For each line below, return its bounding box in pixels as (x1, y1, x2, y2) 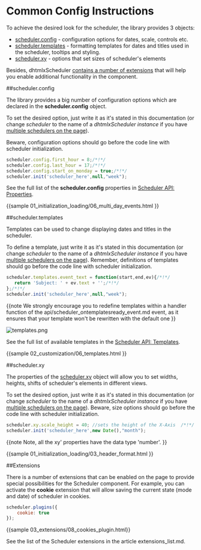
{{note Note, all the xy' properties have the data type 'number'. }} (6, 438, 167, 445)
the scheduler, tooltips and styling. (14, 48, 101, 55)
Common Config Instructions (6, 4, 154, 18)
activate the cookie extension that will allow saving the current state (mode (6, 486, 192, 493)
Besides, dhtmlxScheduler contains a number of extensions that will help (6, 66, 186, 73)
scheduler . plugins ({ (6, 504, 58, 510)
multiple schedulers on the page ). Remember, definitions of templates (6, 257, 179, 264)
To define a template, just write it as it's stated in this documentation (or (6, 243, 184, 251)
